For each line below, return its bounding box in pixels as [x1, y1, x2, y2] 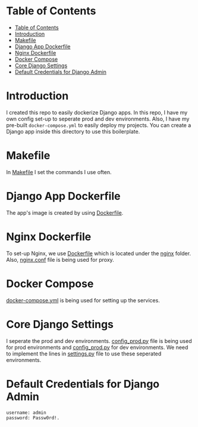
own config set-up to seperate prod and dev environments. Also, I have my [6, 115, 190, 122]
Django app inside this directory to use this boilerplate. [6, 128, 140, 135]
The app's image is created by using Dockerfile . [6, 209, 124, 216]
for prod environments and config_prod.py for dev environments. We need [6, 344, 188, 351]
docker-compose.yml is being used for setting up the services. [6, 296, 161, 304]
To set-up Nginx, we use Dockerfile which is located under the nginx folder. [6, 249, 191, 257]
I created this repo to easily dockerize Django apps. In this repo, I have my [6, 109, 188, 116]
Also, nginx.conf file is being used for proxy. [6, 256, 114, 263]
